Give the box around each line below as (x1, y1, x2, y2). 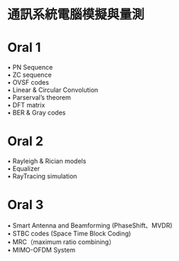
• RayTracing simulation (7, 172, 77, 181)
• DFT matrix (7, 101, 45, 110)
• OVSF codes (7, 78, 50, 87)
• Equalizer (7, 164, 40, 173)
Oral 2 (7, 133, 44, 149)
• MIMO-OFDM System (7, 246, 76, 254)
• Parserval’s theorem (7, 93, 71, 102)
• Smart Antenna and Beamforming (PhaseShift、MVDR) (7, 221, 173, 230)
